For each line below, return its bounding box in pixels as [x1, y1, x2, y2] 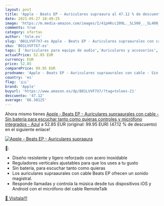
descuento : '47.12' [5, 93, 45, 98]
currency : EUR [5, 57, 34, 62]
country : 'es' [5, 75, 34, 80]
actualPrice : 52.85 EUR [5, 52, 54, 57]
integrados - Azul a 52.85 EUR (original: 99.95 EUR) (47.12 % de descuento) [5, 121, 157, 127]
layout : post [5, 7, 32, 12]
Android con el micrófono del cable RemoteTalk [12, 186, 107, 192]
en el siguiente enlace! [5, 127, 50, 132]
